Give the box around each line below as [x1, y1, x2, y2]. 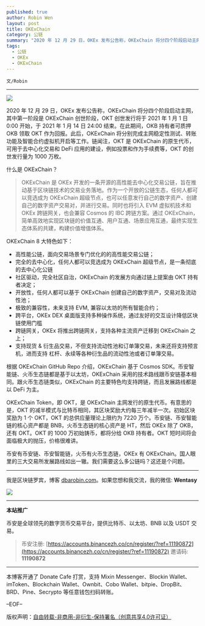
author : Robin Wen [6, 15, 53, 21]
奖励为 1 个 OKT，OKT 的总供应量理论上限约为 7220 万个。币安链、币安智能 [6, 414, 197, 421]
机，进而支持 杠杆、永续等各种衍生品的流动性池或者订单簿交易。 [15, 350, 178, 357]
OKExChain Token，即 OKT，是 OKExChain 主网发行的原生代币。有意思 [6, 399, 187, 406]
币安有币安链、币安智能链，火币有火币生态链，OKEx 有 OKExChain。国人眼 [6, 450, 196, 457]
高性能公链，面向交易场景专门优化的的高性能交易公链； [15, 250, 154, 257]
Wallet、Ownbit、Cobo [61, 580, 120, 587]
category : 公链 [6, 32, 43, 38]
